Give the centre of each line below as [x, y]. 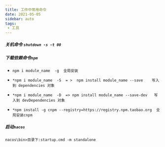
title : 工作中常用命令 [26, 10]
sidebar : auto [20, 19]
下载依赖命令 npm [21, 58]
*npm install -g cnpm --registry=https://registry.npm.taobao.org [82, 110]
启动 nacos [15, 127]
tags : [11, 23]
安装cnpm [24, 115]
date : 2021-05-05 [23, 14]
